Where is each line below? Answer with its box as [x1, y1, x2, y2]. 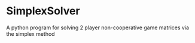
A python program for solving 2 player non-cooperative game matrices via [6, 24, 190, 31]
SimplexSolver [6, 4, 80, 18]
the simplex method [6, 30, 55, 37]
